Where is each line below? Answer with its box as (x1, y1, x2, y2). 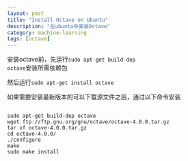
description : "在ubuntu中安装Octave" (7, 23, 111, 29)
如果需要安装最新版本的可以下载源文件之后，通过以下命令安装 (7, 93, 181, 101)
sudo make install (7, 149, 59, 156)
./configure (7, 136, 41, 144)
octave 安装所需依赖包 (7, 64, 68, 72)
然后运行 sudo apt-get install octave (7, 78, 114, 86)
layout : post (7, 10, 44, 17)
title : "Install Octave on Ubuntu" (7, 16, 109, 23)
